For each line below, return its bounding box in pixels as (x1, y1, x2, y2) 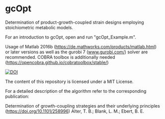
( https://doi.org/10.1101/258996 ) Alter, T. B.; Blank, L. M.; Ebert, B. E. (5, 108, 144, 114)
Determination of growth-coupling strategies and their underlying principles (5, 103, 160, 109)
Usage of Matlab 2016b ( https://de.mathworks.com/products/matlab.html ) (5, 43, 157, 49)
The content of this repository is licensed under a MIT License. (5, 79, 134, 84)
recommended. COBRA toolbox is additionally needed (5, 54, 115, 60)
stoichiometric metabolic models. (5, 24, 74, 30)
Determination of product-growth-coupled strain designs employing (5, 19, 144, 25)
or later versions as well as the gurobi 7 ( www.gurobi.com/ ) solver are (5, 49, 148, 55)
